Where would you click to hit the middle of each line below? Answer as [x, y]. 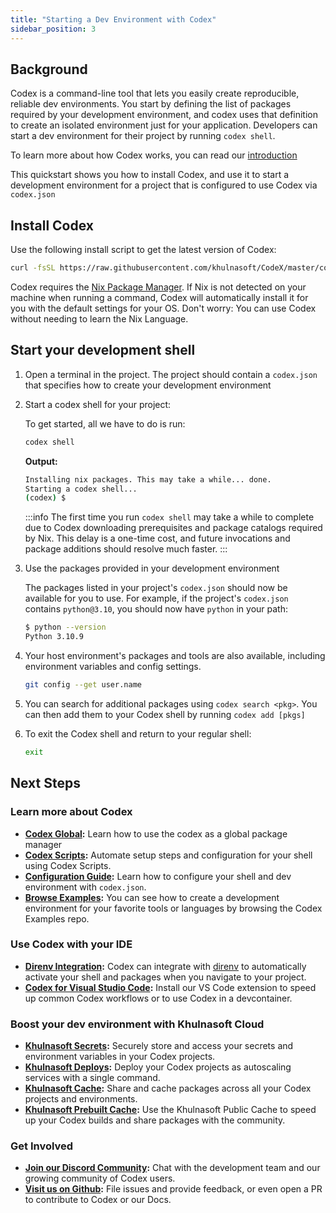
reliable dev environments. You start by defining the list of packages [151, 104]
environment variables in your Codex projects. [120, 1057]
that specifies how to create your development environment [148, 385]
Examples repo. [57, 918]
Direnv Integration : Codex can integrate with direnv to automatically [165, 966]
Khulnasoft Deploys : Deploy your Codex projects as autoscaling [158, 1067]
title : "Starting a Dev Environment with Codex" [113, 19]
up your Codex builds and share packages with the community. [155, 1120]
